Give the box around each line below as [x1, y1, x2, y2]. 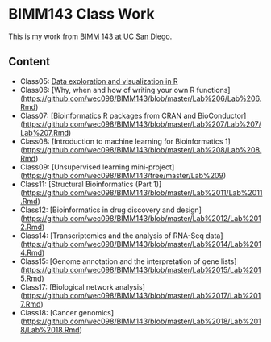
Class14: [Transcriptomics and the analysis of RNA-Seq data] [19, 231, 223, 240]
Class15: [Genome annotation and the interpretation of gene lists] [19, 256, 237, 266]
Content [8, 55, 51, 69]
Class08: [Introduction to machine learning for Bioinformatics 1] [19, 136, 231, 146]
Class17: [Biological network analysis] [19, 282, 145, 291]
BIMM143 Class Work [8, 5, 155, 23]
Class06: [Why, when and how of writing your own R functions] [19, 85, 231, 94]
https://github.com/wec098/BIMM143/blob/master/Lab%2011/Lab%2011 [23, 187, 263, 198]
